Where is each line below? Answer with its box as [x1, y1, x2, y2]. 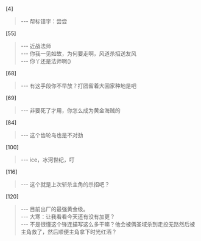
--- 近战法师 [20, 42, 52, 49]
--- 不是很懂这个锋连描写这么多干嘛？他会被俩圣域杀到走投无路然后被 [20, 221, 196, 228]
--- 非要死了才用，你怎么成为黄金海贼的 [20, 107, 121, 114]
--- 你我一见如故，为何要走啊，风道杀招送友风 [20, 50, 137, 57]
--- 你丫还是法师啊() [20, 58, 71, 64]
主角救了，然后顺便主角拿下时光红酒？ [20, 228, 117, 236]
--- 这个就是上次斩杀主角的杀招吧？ [20, 181, 110, 188]
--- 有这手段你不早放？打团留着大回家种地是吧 [20, 82, 137, 89]
